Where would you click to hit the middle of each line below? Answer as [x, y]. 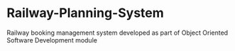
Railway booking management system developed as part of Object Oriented [117, 33]
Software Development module [52, 40]
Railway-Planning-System [85, 13]
